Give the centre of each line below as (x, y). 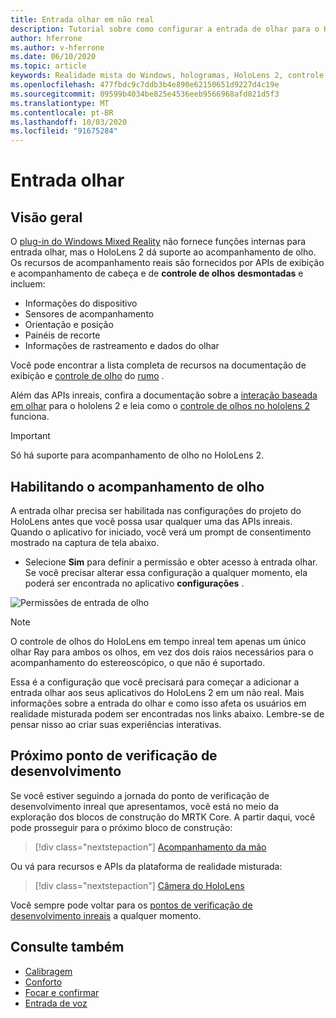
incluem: (28, 284)
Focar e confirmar (62, 992)
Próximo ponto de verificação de (114, 756)
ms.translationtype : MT (60, 103)
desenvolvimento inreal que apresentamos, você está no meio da (144, 806)
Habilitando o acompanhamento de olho (137, 486)
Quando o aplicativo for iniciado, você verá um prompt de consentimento (161, 532)
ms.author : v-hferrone (57, 47)
